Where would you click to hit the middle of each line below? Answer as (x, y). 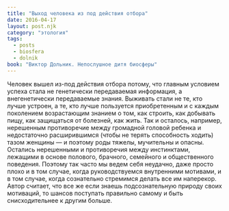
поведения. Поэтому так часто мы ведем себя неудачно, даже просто (110, 164)
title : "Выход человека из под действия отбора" (78, 13)
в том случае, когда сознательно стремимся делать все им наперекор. (112, 178)
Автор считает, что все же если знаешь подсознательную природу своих (114, 186)
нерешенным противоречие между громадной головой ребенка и (104, 127)
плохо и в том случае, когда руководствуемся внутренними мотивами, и (114, 171)
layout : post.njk (32, 26)
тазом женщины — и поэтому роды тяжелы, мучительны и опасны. (106, 142)
